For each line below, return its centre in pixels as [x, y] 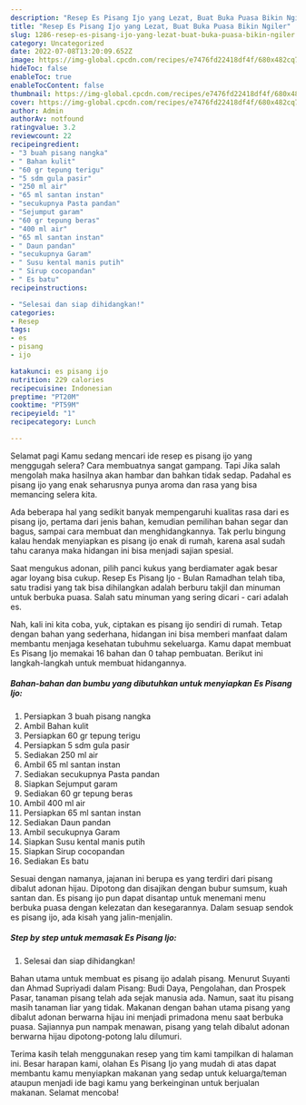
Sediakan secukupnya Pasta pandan [91, 774]
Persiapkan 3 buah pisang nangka [87, 716]
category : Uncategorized [57, 43]
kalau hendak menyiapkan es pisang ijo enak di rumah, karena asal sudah [148, 540]
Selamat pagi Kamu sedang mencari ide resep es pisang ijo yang [131, 456]
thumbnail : [31, 94]
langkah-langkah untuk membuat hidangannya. [99, 663]
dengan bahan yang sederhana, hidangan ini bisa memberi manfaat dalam [149, 634]
